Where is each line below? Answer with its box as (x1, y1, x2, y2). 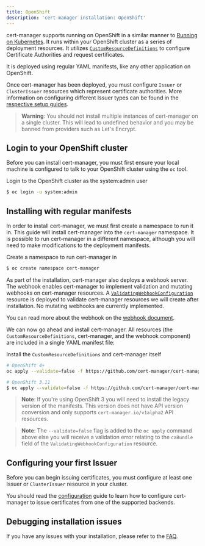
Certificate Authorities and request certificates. (6, 51, 125, 58)
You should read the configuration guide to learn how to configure (6, 492, 173, 500)
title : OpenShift (6, 9, 51, 15)
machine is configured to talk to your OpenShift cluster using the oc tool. (6, 165, 188, 173)
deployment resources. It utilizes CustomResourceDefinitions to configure (6, 44, 190, 52)
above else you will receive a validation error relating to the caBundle (21, 434, 193, 441)
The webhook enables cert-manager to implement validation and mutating (6, 282, 193, 290)
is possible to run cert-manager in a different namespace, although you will (6, 235, 195, 242)
